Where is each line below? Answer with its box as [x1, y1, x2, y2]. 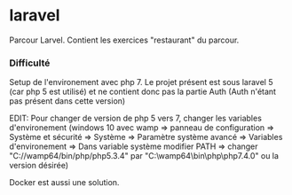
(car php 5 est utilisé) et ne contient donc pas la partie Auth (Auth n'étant [9, 86, 277, 97]
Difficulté [9, 57, 51, 69]
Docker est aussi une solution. [9, 177, 120, 188]
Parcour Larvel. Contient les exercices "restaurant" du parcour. [9, 35, 240, 45]
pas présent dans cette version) [9, 96, 126, 106]
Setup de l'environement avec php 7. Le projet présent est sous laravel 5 [9, 77, 273, 88]
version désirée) [9, 160, 69, 171]
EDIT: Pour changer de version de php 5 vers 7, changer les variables [9, 113, 262, 124]
